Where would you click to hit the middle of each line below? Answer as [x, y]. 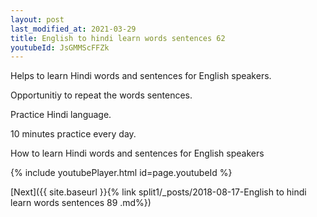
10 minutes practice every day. [73, 134]
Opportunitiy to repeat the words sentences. [101, 95]
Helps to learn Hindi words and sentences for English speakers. [141, 76]
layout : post [37, 19]
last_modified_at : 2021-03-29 [73, 29]
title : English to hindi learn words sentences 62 [118, 38]
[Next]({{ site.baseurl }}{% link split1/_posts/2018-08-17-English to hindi [158, 192]
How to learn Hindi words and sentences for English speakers [137, 153]
